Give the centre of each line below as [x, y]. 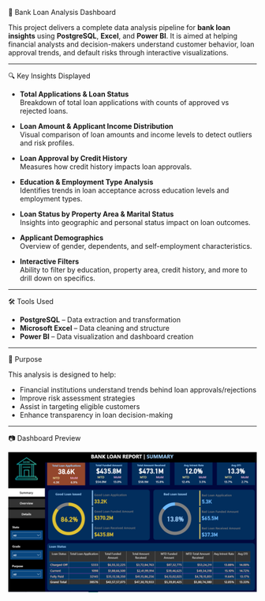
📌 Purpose [25, 359]
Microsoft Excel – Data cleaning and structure [94, 328]
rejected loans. [44, 111]
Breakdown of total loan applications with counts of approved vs [124, 102]
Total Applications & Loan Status [74, 94]
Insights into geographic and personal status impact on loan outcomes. [135, 222]
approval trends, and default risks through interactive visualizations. [118, 53]
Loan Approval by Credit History [73, 158]
